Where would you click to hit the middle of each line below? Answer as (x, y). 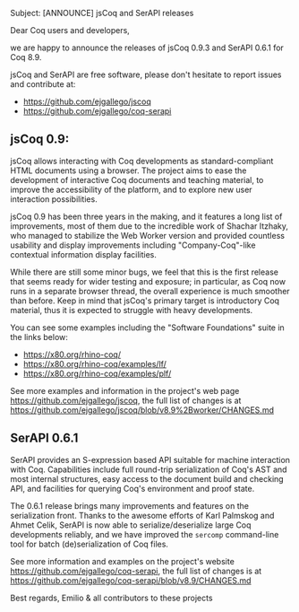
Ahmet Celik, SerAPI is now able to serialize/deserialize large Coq (131, 525)
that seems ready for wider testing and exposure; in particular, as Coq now (148, 281)
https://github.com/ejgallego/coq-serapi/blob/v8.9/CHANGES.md (131, 580)
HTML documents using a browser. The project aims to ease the (128, 170)
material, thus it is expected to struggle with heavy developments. (132, 310)
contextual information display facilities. (84, 254)
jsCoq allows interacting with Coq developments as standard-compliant (142, 161)
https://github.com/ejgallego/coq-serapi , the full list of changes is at (136, 571)
